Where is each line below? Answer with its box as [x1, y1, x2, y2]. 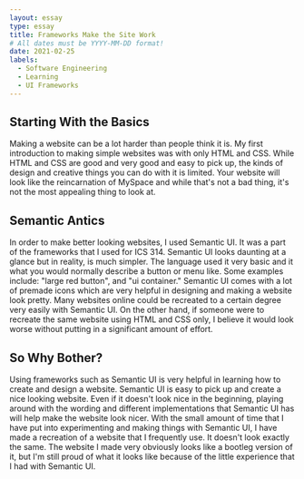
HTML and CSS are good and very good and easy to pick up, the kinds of [9, 158, 284, 169]
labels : [9, 55, 39, 64]
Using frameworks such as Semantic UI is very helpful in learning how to [9, 374, 281, 386]
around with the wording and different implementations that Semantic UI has [9, 403, 295, 414]
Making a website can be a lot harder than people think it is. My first [9, 138, 263, 150]
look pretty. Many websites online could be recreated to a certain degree [9, 295, 281, 306]
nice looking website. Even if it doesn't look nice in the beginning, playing [9, 394, 284, 405]
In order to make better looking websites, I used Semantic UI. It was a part [9, 237, 286, 248]
